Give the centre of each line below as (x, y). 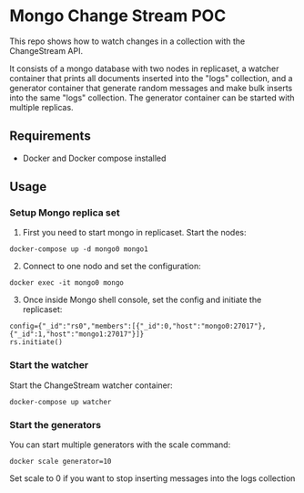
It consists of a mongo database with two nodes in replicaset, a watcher (144, 68)
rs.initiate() (36, 342)
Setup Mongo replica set (65, 213)
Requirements (50, 136)
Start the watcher (49, 365)
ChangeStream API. (46, 50)
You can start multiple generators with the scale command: (120, 445)
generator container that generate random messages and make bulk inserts (151, 88)
